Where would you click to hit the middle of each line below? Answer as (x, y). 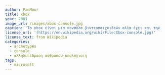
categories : (17, 42)
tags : (11, 60)
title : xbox (17, 14)
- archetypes (23, 46)
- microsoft (22, 65)
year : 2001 (16, 19)
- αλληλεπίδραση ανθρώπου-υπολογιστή (48, 56)
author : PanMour (22, 10)
